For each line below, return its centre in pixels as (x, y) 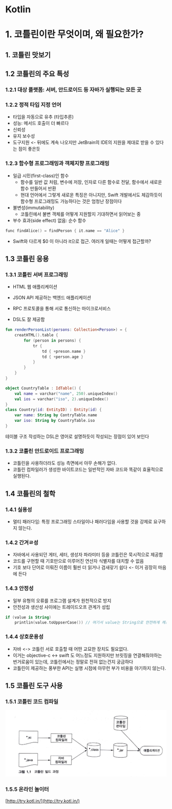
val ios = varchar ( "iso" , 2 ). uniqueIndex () (62, 399)
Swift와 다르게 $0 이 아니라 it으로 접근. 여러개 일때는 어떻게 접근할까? (82, 241)
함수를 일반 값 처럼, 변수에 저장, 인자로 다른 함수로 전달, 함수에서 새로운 (91, 182)
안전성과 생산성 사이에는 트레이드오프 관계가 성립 (61, 607)
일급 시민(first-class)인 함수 (41, 176)
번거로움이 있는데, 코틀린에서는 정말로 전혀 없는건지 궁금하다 (73, 662)
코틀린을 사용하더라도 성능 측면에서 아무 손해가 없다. (64, 463)
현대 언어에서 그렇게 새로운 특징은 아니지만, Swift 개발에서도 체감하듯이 (91, 195)
